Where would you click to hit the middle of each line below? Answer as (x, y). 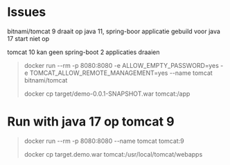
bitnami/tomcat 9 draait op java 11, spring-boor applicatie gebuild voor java (114, 31)
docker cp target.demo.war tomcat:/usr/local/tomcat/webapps (113, 154)
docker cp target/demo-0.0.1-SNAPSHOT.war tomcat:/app (107, 94)
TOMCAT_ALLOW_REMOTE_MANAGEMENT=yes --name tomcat (121, 73)
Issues (27, 12)
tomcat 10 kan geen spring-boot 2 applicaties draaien (83, 52)
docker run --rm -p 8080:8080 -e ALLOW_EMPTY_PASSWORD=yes (122, 65)
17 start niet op (28, 38)
